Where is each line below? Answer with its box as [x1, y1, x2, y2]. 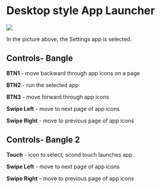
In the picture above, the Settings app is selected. [6, 35, 132, 43]
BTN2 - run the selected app [6, 81, 79, 89]
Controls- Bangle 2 [6, 135, 80, 145]
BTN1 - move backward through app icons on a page [6, 69, 140, 77]
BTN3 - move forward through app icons [6, 93, 109, 100]
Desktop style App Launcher [6, 4, 155, 18]
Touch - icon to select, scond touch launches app [6, 151, 133, 158]
